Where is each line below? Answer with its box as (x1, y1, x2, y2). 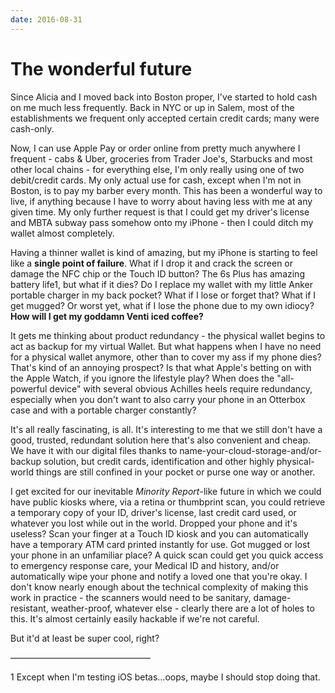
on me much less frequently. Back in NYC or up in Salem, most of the (10, 101, 295, 113)
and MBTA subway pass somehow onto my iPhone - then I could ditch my (10, 216, 314, 228)
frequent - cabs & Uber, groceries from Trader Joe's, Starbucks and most (10, 152, 313, 165)
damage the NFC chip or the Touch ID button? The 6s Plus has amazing (10, 267, 305, 280)
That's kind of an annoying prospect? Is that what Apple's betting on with (10, 361, 312, 373)
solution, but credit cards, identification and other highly (43, 455, 275, 467)
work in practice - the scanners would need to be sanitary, (10, 591, 252, 603)
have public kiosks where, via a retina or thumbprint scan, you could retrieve (10, 496, 326, 508)
